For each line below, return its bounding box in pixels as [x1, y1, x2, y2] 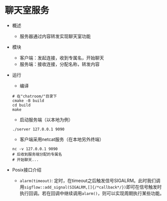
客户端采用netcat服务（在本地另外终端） [19, 136, 104, 142]
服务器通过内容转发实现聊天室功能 [19, 33, 91, 39]
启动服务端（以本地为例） [19, 116, 73, 122]
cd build [12, 103, 31, 108]
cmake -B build [12, 98, 45, 103]
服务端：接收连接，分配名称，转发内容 [19, 61, 100, 67]
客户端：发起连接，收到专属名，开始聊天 [19, 54, 104, 61]
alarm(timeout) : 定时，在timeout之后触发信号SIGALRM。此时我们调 [19, 177, 160, 183]
